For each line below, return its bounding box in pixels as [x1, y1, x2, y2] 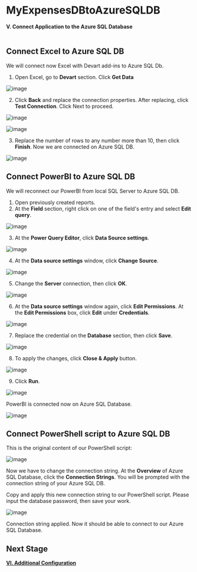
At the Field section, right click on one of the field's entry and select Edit [14, 205, 192, 212]
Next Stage [6, 544, 48, 554]
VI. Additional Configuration [6, 560, 77, 567]
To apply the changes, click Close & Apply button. [14, 354, 137, 361]
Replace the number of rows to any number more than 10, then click [14, 137, 180, 144]
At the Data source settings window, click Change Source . [14, 257, 159, 264]
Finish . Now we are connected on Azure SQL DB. [14, 143, 134, 150]
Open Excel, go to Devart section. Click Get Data [14, 73, 134, 80]
